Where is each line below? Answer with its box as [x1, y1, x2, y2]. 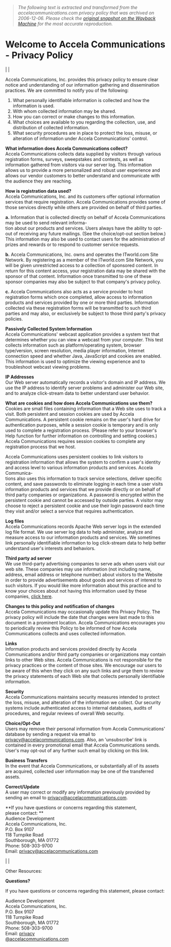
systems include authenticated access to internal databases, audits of [5, 704, 152, 711]
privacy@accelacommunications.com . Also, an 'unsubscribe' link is [5, 736, 147, 742]
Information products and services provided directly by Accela [5, 646, 137, 652]
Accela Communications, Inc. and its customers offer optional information [5, 193, 160, 199]
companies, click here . [5, 593, 53, 599]
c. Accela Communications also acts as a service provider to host [5, 288, 143, 294]
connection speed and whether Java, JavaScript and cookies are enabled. [5, 353, 162, 359]
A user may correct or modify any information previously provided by [5, 789, 151, 795]
